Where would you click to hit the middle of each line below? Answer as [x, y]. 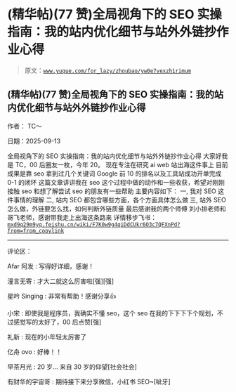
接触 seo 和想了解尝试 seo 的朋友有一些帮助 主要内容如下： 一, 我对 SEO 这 [116, 191]
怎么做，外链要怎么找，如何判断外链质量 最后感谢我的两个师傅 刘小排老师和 [117, 209]
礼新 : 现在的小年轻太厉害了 [47, 337]
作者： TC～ [25, 126]
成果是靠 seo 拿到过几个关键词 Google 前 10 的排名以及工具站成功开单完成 [114, 174]
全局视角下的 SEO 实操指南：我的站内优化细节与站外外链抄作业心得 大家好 [114, 156]
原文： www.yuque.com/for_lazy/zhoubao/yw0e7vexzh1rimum [108, 70]
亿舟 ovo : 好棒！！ [34, 351]
